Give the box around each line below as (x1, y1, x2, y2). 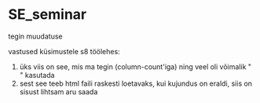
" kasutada (19, 70, 55, 79)
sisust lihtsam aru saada (19, 86, 98, 96)
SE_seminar (8, 6, 87, 24)
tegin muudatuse (8, 31, 63, 41)
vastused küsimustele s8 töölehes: (8, 46, 120, 56)
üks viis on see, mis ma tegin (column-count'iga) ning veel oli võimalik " (19, 61, 252, 72)
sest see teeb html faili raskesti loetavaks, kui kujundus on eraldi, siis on (19, 79, 253, 88)
